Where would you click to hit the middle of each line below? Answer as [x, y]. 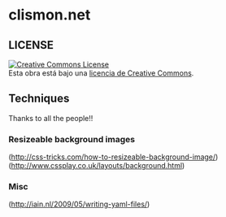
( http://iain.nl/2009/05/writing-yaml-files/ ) [79, 204]
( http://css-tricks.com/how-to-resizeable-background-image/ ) [113, 157]
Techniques [39, 99]
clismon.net [50, 15]
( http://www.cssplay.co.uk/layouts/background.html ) [97, 166]
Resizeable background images [72, 139]
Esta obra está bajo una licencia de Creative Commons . [101, 73]
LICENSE [31, 45]
